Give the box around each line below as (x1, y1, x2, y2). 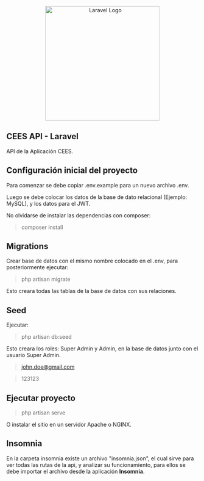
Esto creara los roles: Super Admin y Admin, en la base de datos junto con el (6, 345, 199, 352)
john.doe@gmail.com (21, 363, 75, 371)
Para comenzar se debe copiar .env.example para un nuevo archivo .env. (6, 181, 189, 189)
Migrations (6, 241, 49, 251)
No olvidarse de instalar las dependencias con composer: (6, 211, 151, 219)
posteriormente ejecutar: (6, 264, 69, 271)
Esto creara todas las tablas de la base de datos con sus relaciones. (6, 288, 177, 295)
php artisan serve (21, 409, 66, 416)
